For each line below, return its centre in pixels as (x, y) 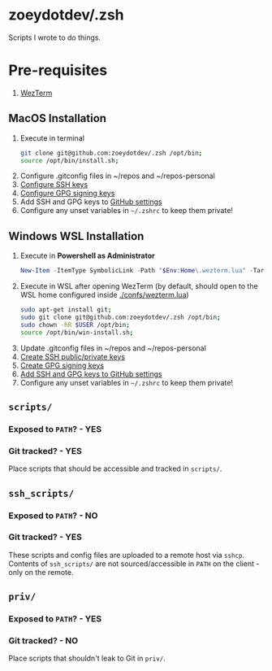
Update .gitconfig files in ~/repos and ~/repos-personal (113, 348)
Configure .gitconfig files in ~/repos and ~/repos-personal (117, 176)
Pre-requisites (58, 70)
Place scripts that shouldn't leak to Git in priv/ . (87, 658)
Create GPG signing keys (62, 365)
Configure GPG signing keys (67, 194)
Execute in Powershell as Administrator (88, 256)
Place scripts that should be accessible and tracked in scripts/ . (115, 468)
